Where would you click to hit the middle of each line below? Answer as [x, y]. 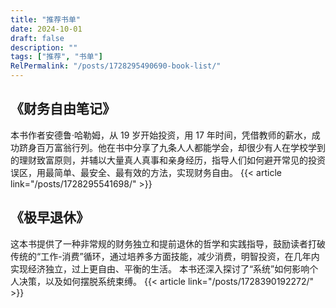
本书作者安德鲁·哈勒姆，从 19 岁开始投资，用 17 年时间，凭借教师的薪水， [161, 135]
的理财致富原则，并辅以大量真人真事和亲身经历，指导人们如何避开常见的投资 [168, 160]
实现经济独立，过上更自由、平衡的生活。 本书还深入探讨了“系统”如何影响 [160, 268]
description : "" [44, 47]
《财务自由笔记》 [63, 109]
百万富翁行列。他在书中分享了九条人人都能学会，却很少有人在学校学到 [181, 147]
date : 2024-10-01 [46, 29]
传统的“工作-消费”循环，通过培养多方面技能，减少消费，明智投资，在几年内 [165, 256]
